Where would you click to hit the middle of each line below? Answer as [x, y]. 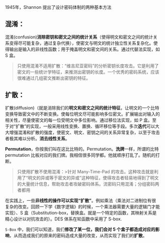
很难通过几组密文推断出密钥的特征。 [54, 78]
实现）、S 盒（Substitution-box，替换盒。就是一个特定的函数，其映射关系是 [81, 213]
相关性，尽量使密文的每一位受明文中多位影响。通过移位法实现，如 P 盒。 [79, 120]
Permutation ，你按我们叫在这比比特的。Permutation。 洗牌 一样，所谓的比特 [82, 149]
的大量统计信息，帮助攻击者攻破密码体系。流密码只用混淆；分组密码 [86, 184]
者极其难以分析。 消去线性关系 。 [37, 138]
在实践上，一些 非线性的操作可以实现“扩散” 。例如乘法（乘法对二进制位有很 [81, 200]
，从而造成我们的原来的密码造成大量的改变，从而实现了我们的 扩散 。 [78, 235]
